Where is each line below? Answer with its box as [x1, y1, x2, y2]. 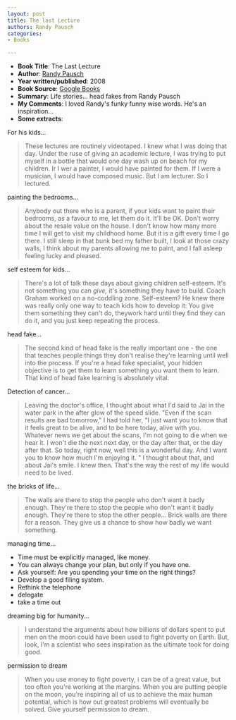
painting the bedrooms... [7, 193, 79, 202]
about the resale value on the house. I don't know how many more [24, 221, 217, 230]
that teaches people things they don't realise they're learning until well [24, 351, 229, 360]
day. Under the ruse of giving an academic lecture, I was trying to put [24, 150, 226, 158]
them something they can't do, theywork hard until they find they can [24, 309, 225, 317]
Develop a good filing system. [17, 575, 104, 584]
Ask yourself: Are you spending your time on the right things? [17, 568, 196, 577]
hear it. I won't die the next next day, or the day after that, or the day [24, 439, 223, 447]
